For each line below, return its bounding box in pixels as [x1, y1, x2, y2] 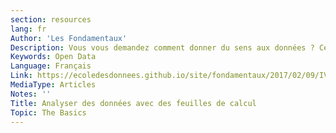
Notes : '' [10, 89, 52, 99]
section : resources [10, 14, 92, 25]
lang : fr [10, 24, 47, 34]
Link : [10, 71, 33, 81]
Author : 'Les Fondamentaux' [10, 33, 128, 43]
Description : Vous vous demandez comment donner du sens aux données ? [10, 42, 315, 53]
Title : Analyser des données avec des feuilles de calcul [10, 98, 257, 108]
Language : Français [10, 61, 92, 71]
